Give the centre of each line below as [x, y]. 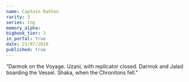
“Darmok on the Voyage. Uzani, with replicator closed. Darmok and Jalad [95, 66]
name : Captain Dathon [33, 11]
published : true [26, 50]
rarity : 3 [18, 17]
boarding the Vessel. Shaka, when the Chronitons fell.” [72, 72]
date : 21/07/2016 [27, 45]
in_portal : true [26, 39]
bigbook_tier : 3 [26, 33]
